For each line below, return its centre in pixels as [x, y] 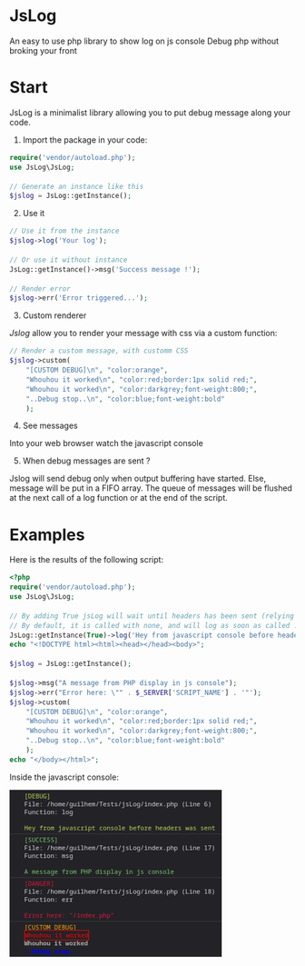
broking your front [43, 50]
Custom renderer [54, 315]
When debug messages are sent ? [86, 461]
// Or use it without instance [69, 260]
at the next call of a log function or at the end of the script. [119, 498]
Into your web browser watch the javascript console [107, 443]
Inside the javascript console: [64, 777]
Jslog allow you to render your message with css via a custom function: [143, 334]
